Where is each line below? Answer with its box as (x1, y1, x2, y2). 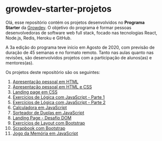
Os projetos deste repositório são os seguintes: (5, 69, 100, 75)
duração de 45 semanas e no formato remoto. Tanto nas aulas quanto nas (5, 50, 154, 55)
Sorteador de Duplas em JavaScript (12, 109, 85, 115)
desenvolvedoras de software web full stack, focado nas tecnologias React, (5, 30, 158, 35)
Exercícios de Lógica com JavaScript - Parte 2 (12, 99, 106, 105)
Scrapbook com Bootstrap (12, 125, 66, 131)
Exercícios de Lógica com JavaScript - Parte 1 (12, 94, 105, 100)
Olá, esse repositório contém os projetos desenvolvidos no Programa (5, 19, 145, 25)
